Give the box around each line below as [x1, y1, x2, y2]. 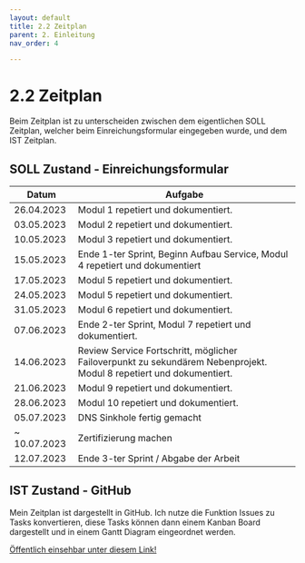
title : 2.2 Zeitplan [9, 22, 88, 31]
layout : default [9, 13, 71, 23]
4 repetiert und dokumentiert [77, 260, 202, 272]
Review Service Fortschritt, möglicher [77, 344, 238, 357]
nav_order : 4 [9, 38, 59, 48]
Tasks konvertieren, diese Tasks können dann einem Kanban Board [9, 517, 261, 528]
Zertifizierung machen [77, 432, 172, 444]
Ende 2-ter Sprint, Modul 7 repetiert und [77, 319, 251, 331]
